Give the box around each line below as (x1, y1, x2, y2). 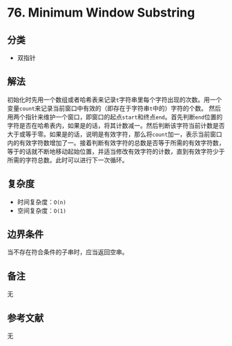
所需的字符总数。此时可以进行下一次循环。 (7, 155, 128, 164)
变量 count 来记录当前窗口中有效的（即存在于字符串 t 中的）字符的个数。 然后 (7, 104, 221, 112)
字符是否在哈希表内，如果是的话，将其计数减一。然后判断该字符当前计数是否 (7, 121, 225, 129)
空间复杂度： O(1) (17, 206, 67, 215)
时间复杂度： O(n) (17, 198, 67, 206)
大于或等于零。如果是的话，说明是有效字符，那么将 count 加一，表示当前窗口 (7, 130, 222, 138)
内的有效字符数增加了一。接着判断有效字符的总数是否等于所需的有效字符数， (7, 138, 225, 146)
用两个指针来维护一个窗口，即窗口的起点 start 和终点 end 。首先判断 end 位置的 (7, 113, 223, 121)
